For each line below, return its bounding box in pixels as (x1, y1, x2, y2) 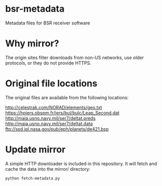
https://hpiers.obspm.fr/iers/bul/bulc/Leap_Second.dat (5, 110, 120, 116)
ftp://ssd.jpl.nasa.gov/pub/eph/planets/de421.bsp (5, 126, 109, 132)
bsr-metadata (5, 3, 65, 15)
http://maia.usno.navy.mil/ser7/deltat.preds (5, 115, 96, 121)
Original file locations (5, 78, 98, 89)
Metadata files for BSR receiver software (5, 20, 90, 26)
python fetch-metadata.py (5, 176, 60, 181)
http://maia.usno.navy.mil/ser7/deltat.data (5, 120, 93, 127)
